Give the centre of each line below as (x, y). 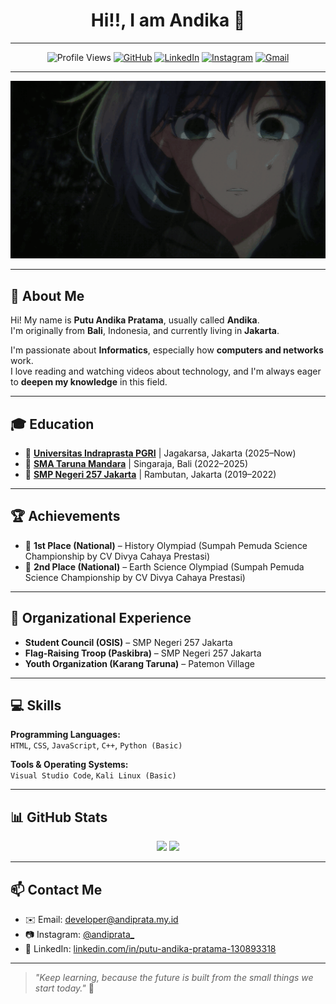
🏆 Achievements (65, 516)
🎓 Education (52, 424)
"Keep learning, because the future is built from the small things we (174, 977)
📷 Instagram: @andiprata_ (79, 934)
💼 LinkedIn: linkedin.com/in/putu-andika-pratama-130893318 (150, 948)
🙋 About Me (47, 295)
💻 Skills (36, 705)
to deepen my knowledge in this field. (89, 382)
